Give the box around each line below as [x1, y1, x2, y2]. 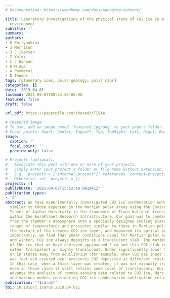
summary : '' [5, 31, 30, 36]
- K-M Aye [5, 64, 26, 69]
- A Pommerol [5, 69, 33, 74]
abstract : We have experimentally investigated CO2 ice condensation [5, 200, 155, 205]
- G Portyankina [5, 40, 39, 46]
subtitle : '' [5, 26, 33, 31]
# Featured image [5, 120, 42, 125]
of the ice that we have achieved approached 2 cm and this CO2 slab [10, 242, 159, 248]
